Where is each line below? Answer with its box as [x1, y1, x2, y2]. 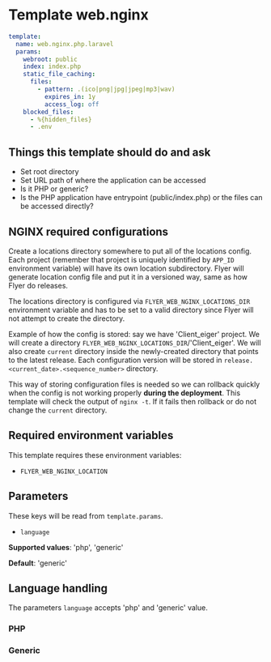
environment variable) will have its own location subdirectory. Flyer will [8, 263, 244, 273]
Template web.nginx [8, 6, 150, 24]
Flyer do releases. [8, 280, 69, 290]
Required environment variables [8, 429, 174, 442]
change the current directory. [8, 405, 108, 415]
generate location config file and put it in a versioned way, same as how [8, 271, 248, 281]
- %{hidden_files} [29, 115, 92, 123]
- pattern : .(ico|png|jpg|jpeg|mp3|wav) [37, 85, 176, 94]
